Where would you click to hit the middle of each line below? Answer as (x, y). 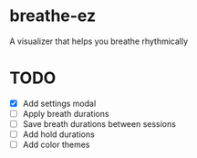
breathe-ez (53, 16)
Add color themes (56, 145)
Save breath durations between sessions (99, 124)
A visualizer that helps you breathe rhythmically (99, 41)
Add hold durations (59, 134)
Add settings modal (59, 103)
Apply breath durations (66, 113)
